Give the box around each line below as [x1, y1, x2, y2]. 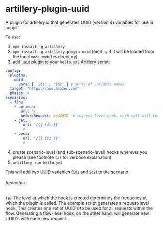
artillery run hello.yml [12, 160, 63, 165]
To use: [5, 34, 21, 40]
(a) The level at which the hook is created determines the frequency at [5, 195, 147, 201]
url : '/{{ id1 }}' [23, 122, 60, 127]
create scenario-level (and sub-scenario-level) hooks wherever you [12, 149, 148, 155]
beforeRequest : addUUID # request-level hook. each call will [20, 113, 151, 118]
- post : [14, 131, 30, 136]
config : [5, 68, 21, 73]
